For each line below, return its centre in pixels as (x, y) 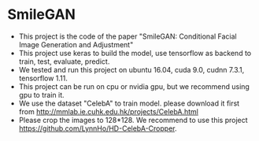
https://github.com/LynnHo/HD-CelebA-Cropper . (98, 128)
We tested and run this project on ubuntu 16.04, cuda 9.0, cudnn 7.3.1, (131, 69)
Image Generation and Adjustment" (76, 44)
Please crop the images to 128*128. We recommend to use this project (133, 120)
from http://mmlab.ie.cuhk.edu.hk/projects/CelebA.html (108, 111)
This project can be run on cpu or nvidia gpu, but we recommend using (134, 86)
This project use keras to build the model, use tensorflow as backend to (135, 53)
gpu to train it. (41, 95)
